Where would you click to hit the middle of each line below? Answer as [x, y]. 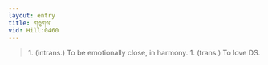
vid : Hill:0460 [34, 30]
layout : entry [32, 15]
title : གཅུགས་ [30, 23]
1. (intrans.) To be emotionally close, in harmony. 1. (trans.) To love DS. [144, 53]
